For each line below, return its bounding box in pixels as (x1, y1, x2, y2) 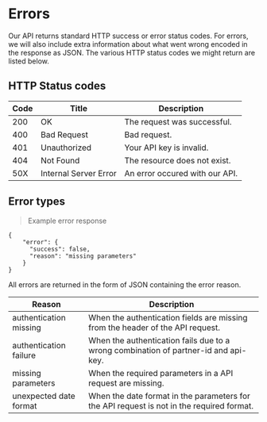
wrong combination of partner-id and (88, 344, 229, 355)
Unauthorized (41, 142, 92, 153)
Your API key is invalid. (124, 142, 209, 153)
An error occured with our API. (124, 167, 238, 178)
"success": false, (29, 245, 91, 253)
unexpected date (12, 390, 75, 401)
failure (12, 350, 36, 361)
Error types (8, 195, 66, 209)
